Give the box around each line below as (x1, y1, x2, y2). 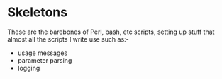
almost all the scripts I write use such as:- (7, 35, 129, 43)
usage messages (17, 49, 68, 57)
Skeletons (7, 4, 68, 20)
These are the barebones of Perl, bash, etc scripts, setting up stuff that (7, 28, 215, 36)
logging (17, 63, 40, 72)
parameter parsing (17, 56, 72, 64)
